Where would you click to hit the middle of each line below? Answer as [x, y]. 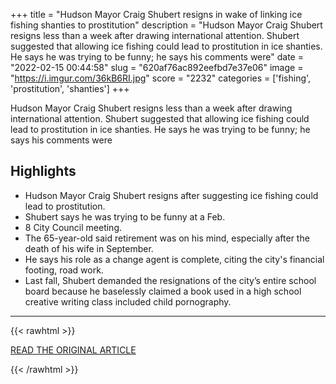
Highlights [43, 171]
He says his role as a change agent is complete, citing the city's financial [174, 259]
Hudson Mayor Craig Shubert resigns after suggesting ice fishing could [171, 195]
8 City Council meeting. [73, 227]
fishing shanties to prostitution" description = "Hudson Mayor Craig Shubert [166, 25]
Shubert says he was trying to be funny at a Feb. [125, 216]
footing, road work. [64, 270]
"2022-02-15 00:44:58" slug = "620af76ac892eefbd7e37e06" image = [157, 67]
